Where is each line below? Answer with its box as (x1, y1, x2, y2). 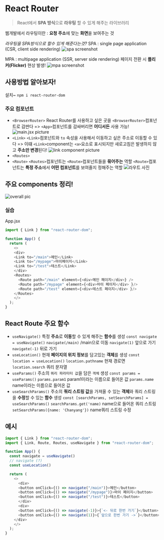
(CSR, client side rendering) (5, 46, 61, 52)
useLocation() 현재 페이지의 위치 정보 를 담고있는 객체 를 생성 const (12, 352, 140, 357)
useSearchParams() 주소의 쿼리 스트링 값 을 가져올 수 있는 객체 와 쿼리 (12, 388, 143, 394)
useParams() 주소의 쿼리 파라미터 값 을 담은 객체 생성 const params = (12, 370, 141, 376)
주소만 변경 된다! (17, 147, 48, 153)
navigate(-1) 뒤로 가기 (12, 346, 57, 352)
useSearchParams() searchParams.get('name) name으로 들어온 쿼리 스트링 (12, 400, 157, 406)
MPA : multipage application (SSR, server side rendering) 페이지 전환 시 (5, 56, 147, 62)
